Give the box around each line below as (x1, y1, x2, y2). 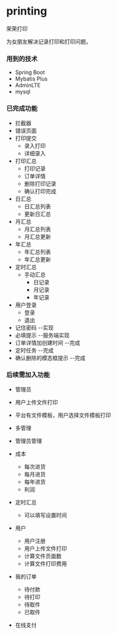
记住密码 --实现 (15, 324, 54, 331)
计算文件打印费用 (24, 559, 67, 567)
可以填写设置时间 (24, 511, 67, 519)
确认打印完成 (24, 187, 56, 195)
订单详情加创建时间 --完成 (15, 339, 81, 346)
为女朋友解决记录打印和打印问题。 (6, 38, 92, 45)
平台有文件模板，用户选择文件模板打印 (15, 411, 111, 419)
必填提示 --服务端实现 (15, 332, 70, 339)
